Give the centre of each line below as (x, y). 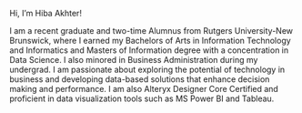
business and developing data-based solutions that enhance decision (140, 79)
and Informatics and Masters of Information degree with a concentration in (149, 50)
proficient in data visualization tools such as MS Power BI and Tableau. (142, 98)
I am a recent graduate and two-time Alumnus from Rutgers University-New (151, 31)
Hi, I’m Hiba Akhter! (45, 13)
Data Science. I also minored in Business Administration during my (134, 60)
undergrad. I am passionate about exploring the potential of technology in (147, 69)
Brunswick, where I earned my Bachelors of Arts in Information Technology (150, 41)
